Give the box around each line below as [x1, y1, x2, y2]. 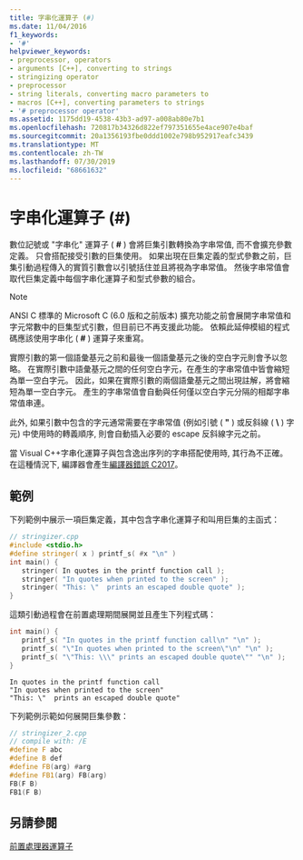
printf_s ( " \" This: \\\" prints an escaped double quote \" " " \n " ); [21, 652, 286, 662]
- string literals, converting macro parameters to [9, 89, 209, 98]
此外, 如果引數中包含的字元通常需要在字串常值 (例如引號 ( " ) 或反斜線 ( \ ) [9, 417, 285, 428]
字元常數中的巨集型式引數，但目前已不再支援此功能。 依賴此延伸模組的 [9, 322, 274, 333]
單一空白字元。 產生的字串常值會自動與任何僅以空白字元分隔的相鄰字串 [24, 386, 290, 397]
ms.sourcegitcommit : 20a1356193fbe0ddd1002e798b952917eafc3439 [9, 132, 254, 141]
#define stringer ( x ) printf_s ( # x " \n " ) [9, 549, 177, 558]
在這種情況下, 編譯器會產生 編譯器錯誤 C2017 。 [9, 459, 183, 470]
